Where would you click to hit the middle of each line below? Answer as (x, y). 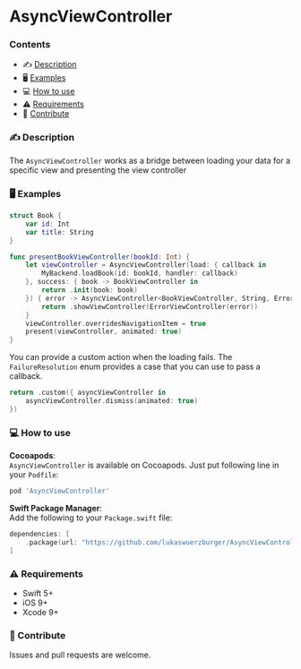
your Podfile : (34, 475)
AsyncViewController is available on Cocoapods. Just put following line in (144, 465)
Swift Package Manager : (56, 508)
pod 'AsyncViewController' (60, 491)
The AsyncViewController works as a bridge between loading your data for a (150, 160)
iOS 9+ (35, 603)
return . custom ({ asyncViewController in (88, 393)
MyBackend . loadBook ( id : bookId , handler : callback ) (140, 274)
